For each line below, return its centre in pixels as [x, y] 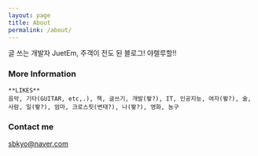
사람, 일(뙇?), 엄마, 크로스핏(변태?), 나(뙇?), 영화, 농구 [94, 107]
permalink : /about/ [40, 30]
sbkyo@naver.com [38, 143]
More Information [42, 74]
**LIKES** [24, 90]
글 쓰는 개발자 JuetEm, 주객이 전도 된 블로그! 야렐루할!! [92, 53]
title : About [29, 23]
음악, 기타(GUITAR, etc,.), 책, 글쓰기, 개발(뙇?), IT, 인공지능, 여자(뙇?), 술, [130, 99]
